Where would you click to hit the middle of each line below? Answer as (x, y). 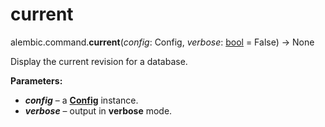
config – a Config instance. (81, 100)
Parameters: (36, 80)
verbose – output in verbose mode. (98, 110)
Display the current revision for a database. (99, 61)
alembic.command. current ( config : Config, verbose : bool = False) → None (162, 42)
